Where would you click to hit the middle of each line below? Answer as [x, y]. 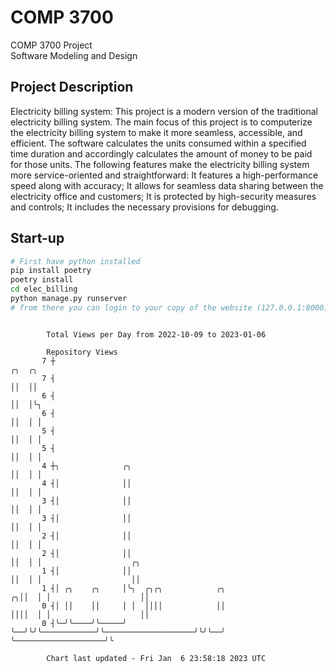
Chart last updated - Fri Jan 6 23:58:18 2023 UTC [156, 658]
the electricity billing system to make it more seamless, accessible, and [156, 132]
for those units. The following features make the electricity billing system [160, 164]
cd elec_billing [44, 289]
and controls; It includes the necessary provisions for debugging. [144, 207]
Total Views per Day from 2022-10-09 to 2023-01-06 [156, 334]
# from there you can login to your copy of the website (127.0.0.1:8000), [171, 307]
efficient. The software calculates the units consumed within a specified [158, 143]
